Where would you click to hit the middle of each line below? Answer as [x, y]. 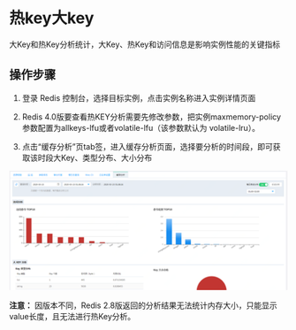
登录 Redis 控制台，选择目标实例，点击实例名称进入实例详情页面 [139, 97]
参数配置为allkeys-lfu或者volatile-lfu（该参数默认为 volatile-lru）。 [141, 127]
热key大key [52, 18]
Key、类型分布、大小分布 [106, 157]
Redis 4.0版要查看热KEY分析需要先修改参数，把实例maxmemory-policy [151, 117]
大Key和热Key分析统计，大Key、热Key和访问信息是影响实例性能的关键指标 [145, 44]
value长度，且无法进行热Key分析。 [72, 317]
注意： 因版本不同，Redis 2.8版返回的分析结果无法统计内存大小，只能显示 [144, 305]
